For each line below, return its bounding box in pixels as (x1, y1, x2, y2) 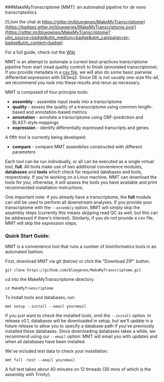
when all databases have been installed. (5, 339, 86, 345)
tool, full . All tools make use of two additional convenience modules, (5, 164, 143, 169)
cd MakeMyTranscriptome (5, 286, 54, 291)
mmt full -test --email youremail (5, 358, 76, 363)
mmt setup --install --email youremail (5, 304, 87, 309)
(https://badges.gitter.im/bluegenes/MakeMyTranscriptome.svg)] (5, 24, 136, 30)
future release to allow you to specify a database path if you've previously (5, 323, 155, 329)
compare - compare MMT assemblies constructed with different (12, 144, 142, 149)
